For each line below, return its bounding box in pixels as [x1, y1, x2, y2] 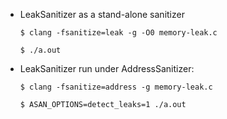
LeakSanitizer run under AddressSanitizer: [19, 63, 195, 74]
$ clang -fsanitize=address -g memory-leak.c [19, 82, 213, 92]
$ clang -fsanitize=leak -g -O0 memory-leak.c [19, 28, 218, 38]
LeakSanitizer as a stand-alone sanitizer [19, 9, 185, 20]
